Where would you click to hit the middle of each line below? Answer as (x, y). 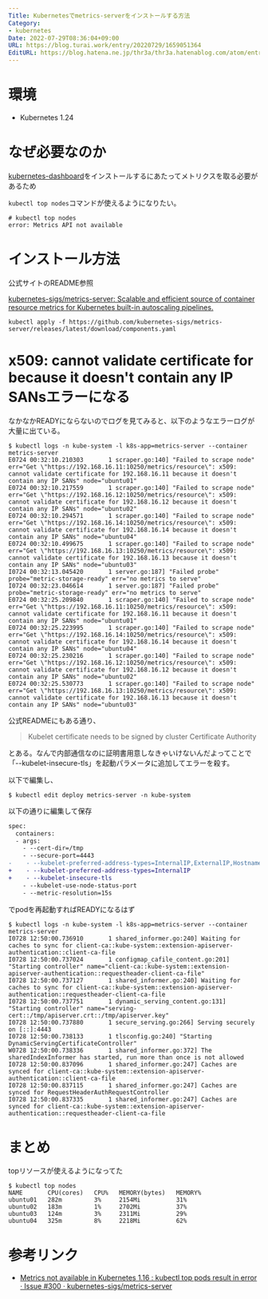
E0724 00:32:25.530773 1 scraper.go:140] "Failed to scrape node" (132, 683)
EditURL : (23, 53)
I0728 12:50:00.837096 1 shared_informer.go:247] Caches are (123, 1064)
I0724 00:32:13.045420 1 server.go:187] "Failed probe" (114, 572)
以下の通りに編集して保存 (50, 811)
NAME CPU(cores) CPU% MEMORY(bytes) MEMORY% (105, 1193)
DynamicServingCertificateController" (73, 1043)
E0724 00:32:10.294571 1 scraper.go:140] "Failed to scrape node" (132, 516)
